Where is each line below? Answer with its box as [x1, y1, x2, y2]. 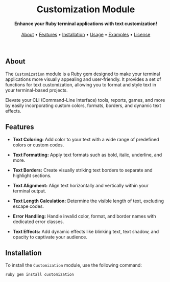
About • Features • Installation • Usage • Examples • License [21, 31, 151, 37]
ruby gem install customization [5, 272, 74, 277]
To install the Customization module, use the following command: [5, 262, 142, 268]
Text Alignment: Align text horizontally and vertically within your [12, 182, 149, 188]
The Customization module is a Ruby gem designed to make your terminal [5, 71, 160, 77]
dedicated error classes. [12, 219, 64, 225]
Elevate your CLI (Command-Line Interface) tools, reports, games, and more [5, 97, 165, 103]
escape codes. [12, 203, 44, 209]
